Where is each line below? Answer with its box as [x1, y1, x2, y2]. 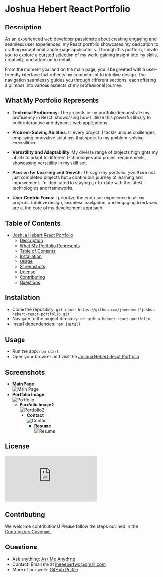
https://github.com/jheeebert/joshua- [77, 307, 157, 313]
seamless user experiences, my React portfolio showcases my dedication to [5, 41, 159, 47]
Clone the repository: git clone [12, 306, 76, 313]
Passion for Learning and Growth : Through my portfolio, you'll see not [12, 169, 155, 175]
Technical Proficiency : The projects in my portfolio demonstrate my [12, 109, 150, 115]
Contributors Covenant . [5, 528, 52, 534]
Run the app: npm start [12, 348, 59, 354]
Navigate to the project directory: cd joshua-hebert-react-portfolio [12, 316, 151, 322]
